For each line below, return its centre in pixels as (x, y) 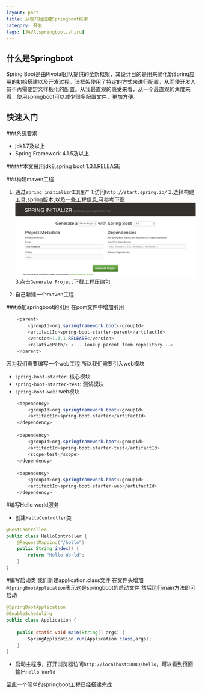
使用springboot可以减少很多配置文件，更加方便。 (78, 97)
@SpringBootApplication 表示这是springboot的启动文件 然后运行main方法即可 (101, 587)
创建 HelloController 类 (43, 517)
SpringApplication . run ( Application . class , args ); (90, 639)
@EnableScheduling (29, 614)
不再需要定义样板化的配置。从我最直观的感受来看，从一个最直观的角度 (98, 89)
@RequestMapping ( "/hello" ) (51, 542)
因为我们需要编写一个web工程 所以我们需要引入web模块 (75, 363)
